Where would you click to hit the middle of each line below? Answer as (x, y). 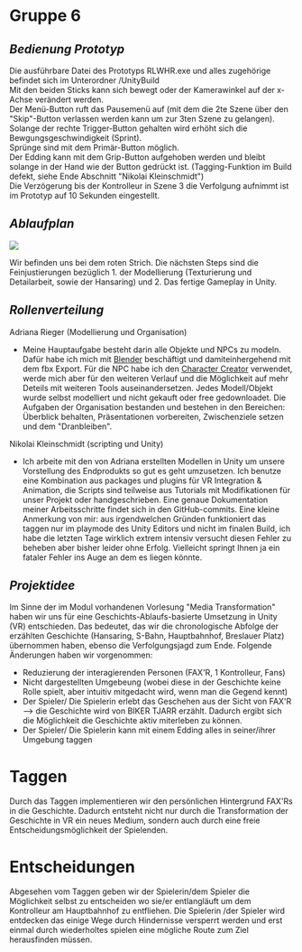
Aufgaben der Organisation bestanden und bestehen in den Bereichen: (154, 406)
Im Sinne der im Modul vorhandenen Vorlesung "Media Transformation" (142, 607)
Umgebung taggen (57, 740)
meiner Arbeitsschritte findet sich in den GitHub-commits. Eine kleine (151, 509)
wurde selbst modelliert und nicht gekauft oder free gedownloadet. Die (154, 397)
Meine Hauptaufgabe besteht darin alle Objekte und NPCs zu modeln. (152, 350)
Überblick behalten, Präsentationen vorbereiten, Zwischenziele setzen (153, 416)
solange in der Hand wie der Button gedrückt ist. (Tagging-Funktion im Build (151, 167)
